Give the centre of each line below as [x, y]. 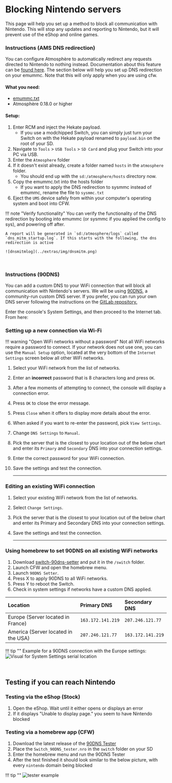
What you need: [23, 87]
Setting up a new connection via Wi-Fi [53, 330]
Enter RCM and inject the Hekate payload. [57, 127]
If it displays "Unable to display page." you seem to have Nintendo [82, 713]
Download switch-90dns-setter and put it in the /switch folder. [79, 562]
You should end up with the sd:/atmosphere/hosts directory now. [89, 176]
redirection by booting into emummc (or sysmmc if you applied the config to [86, 218]
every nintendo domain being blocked [53, 765]
